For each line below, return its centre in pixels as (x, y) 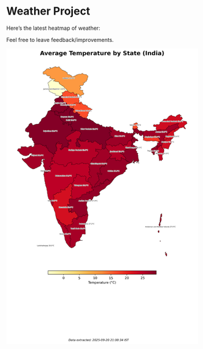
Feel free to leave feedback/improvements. (60, 40)
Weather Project (48, 11)
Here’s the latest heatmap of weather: (53, 28)
